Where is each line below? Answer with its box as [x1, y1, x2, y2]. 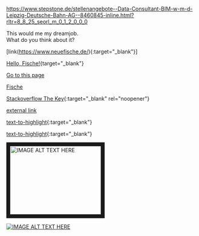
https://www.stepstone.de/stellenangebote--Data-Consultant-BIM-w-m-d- [6, 5, 193, 12]
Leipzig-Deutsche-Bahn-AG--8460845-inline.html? [6, 12, 134, 19]
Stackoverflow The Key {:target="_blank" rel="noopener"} [6, 95, 150, 102]
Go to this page [6, 72, 45, 78]
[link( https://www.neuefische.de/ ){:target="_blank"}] [6, 48, 138, 55]
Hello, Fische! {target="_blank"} [6, 60, 84, 67]
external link [6, 107, 38, 114]
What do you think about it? [6, 36, 75, 43]
